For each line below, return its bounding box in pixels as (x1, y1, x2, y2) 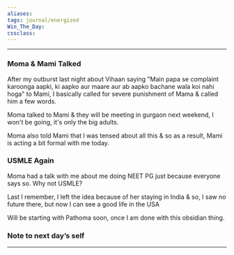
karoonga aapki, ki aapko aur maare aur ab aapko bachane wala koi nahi (7, 82, 214, 90)
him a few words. (7, 97, 57, 105)
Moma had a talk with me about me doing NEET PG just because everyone (7, 172, 221, 180)
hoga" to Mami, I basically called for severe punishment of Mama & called (7, 90, 219, 98)
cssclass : (7, 29, 36, 37)
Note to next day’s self (7, 231, 85, 240)
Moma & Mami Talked (7, 59, 81, 69)
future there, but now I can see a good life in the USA (7, 199, 160, 208)
